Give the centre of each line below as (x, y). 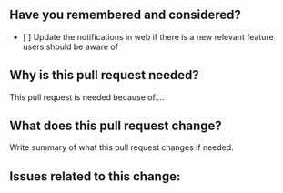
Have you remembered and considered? (125, 15)
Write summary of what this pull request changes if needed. (121, 147)
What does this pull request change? (116, 126)
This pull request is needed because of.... (87, 97)
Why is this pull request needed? (105, 75)
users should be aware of (71, 46)
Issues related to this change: (95, 176)
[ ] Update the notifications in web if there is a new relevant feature (148, 36)
